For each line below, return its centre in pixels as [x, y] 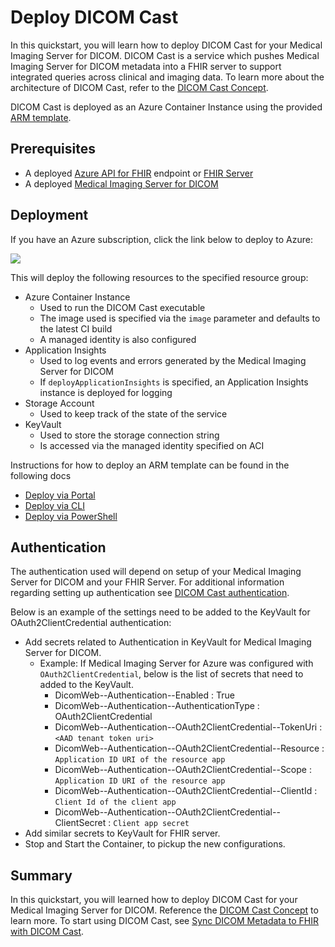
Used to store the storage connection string [129, 435]
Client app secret [151, 824]
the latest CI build [76, 328]
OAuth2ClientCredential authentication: [91, 623]
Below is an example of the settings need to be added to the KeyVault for [160, 612]
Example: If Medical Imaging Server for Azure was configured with [176, 663]
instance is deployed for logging [106, 392]
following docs [41, 475]
